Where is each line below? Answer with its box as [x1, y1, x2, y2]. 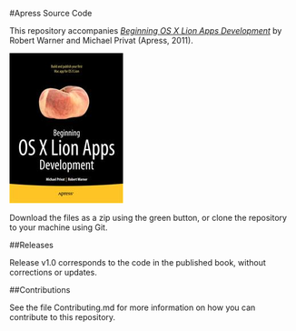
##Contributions [9, 285, 71, 295]
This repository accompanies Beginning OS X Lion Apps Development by [9, 25, 282, 35]
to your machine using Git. [9, 222, 108, 233]
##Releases [9, 240, 54, 250]
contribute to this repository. [9, 312, 116, 322]
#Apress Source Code [9, 8, 93, 18]
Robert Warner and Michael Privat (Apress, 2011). [9, 35, 193, 45]
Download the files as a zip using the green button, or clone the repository [9, 213, 288, 223]
